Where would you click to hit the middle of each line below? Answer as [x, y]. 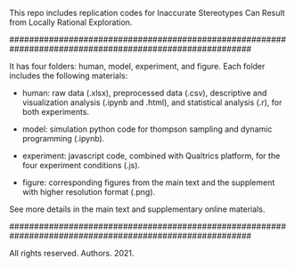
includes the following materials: [69, 76]
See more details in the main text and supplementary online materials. [137, 209]
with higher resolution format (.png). [89, 192]
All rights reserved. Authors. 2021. [72, 253]
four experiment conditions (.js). [81, 165]
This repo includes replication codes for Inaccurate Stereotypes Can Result [147, 13]
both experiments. [56, 112]
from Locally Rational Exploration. [71, 22]
